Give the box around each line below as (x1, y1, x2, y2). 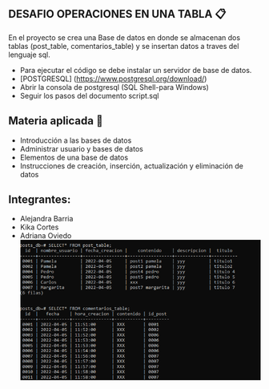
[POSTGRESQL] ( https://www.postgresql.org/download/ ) (19, 74, 207, 83)
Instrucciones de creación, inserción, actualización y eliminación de (19, 160, 244, 171)
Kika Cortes (19, 222, 59, 232)
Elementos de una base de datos (19, 152, 129, 162)
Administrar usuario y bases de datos (19, 144, 144, 153)
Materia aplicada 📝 (8, 114, 103, 128)
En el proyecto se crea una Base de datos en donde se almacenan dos (8, 32, 241, 43)
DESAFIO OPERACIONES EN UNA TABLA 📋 (8, 7, 227, 21)
